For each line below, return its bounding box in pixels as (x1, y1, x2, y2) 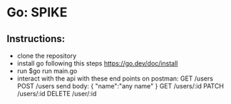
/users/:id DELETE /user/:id (16, 90, 97, 98)
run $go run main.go (16, 67, 78, 75)
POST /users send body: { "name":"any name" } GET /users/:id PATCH (16, 82, 224, 90)
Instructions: (6, 33, 66, 45)
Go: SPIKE (6, 4, 68, 21)
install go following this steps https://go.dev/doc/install (16, 59, 178, 68)
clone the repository (16, 51, 77, 60)
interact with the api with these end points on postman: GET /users (16, 74, 213, 83)
